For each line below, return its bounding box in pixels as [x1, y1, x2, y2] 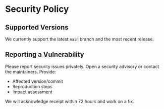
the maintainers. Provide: [5, 69, 56, 74]
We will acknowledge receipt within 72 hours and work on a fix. [5, 98, 135, 104]
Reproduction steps [12, 83, 53, 89]
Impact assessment [12, 89, 53, 95]
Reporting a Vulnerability [5, 50, 84, 59]
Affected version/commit [12, 78, 63, 84]
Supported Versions [5, 23, 68, 32]
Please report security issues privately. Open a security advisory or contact [5, 63, 160, 70]
